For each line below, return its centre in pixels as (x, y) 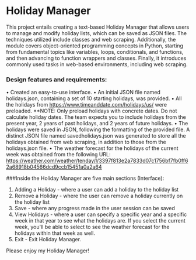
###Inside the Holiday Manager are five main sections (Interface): (85, 178)
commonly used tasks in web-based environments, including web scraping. (97, 64)
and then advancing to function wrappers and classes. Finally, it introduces (96, 58)
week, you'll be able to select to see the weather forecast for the (92, 227)
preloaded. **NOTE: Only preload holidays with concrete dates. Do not (92, 111)
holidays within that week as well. (55, 233)
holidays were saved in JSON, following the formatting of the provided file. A (98, 129)
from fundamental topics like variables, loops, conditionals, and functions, (95, 52)
